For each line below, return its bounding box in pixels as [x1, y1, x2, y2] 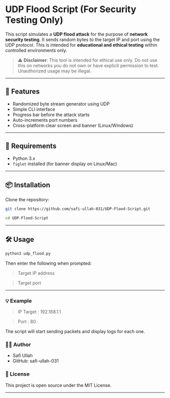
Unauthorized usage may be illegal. [17, 67, 92, 74]
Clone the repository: [5, 197, 50, 203]
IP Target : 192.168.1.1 [17, 309, 62, 315]
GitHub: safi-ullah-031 [12, 358, 59, 364]
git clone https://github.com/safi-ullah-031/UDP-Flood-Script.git [5, 206, 151, 211]
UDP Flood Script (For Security [5, 4, 137, 15]
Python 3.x [12, 155, 35, 161]
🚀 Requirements [5, 142, 57, 151]
